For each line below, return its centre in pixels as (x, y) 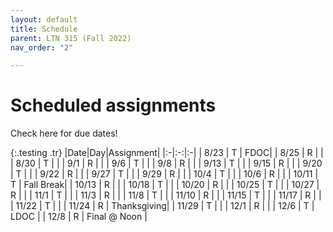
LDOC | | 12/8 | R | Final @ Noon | (79, 217)
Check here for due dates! (64, 133)
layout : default (44, 19)
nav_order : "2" (42, 47)
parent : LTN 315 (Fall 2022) (71, 38)
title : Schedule (44, 29)
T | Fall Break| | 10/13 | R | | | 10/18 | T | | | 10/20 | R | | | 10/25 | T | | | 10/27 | (165, 185)
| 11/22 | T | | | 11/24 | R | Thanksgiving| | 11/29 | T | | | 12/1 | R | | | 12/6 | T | (162, 206)
